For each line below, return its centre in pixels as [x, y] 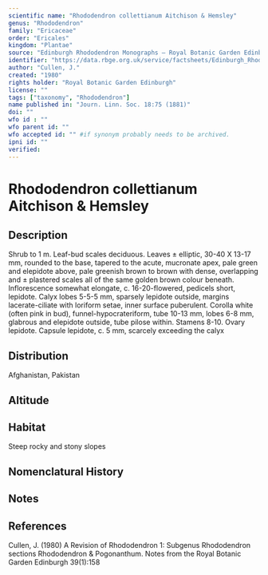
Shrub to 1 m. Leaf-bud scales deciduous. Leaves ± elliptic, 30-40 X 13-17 [130, 254]
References [37, 526]
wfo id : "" [28, 120]
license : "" [28, 90]
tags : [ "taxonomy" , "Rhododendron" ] [69, 97]
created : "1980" [35, 75]
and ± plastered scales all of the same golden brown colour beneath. [121, 280]
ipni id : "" [28, 142]
